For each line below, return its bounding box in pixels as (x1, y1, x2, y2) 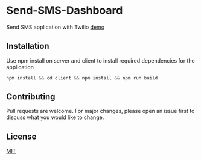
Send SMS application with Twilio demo (6, 23, 105, 31)
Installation (6, 41, 49, 51)
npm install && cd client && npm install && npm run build (6, 75, 158, 81)
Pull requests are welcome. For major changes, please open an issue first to (6, 108, 195, 115)
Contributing (6, 91, 56, 102)
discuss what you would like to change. (6, 114, 104, 121)
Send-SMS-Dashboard (6, 4, 123, 17)
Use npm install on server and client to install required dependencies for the (6, 57, 195, 64)
